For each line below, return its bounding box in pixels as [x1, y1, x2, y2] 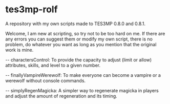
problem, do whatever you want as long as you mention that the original [5, 41, 157, 47]
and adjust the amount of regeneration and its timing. [5, 93, 118, 99]
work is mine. [5, 47, 34, 53]
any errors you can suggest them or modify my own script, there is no [5, 36, 153, 42]
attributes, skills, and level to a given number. [5, 62, 101, 68]
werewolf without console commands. [5, 77, 86, 84]
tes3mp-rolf [5, 4, 58, 15]
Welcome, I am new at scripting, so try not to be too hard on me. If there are [5, 30, 165, 36]
